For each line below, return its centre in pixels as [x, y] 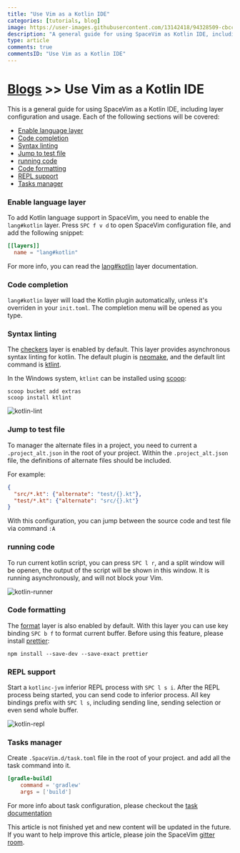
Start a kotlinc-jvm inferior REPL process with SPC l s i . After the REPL [114, 687]
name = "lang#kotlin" [46, 252]
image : [17, 27]
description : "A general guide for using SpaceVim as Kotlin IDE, [108, 34]
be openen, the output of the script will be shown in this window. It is [109, 570]
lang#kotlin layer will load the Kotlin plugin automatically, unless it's [108, 300]
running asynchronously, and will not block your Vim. [85, 578]
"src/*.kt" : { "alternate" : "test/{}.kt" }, [78, 494]
